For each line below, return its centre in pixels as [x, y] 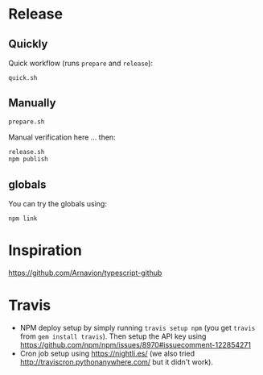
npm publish [28, 159]
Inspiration [45, 250]
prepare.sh [27, 122]
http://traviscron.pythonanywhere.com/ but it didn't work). [117, 362]
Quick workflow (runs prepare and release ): [81, 63]
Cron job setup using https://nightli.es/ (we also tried [107, 353]
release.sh [27, 152]
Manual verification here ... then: [62, 137]
